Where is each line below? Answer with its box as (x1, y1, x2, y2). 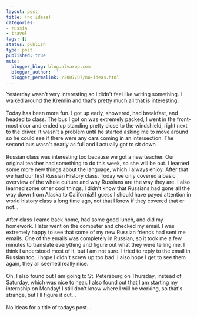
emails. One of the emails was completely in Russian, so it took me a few (6, 235, 182, 242)
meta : (6, 58, 19, 64)
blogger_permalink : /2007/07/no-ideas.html (11, 74, 119, 80)
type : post (6, 47, 33, 53)
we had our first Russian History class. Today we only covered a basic (6, 172, 176, 179)
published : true (6, 53, 46, 58)
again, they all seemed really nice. (6, 260, 89, 267)
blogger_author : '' (11, 69, 59, 75)
